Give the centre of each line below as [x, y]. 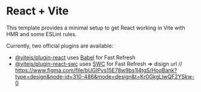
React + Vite [38, 11]
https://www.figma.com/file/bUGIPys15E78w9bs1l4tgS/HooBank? [96, 70]
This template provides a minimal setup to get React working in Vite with [96, 28]
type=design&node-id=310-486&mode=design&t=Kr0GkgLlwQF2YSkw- [105, 76]
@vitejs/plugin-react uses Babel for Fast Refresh [75, 57]
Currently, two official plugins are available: [60, 46]
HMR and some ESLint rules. [42, 34]
